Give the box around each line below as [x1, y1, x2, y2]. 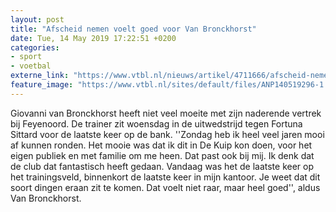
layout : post [10, 14, 65, 25]
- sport [10, 52, 43, 62]
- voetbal [10, 61, 52, 71]
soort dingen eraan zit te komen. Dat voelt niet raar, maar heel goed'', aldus [10, 181, 321, 193]
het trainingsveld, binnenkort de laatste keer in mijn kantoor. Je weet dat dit [10, 171, 321, 183]
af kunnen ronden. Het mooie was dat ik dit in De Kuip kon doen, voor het [10, 139, 313, 151]
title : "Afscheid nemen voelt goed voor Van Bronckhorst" [10, 24, 257, 34]
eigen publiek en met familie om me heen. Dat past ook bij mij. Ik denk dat [10, 149, 315, 161]
